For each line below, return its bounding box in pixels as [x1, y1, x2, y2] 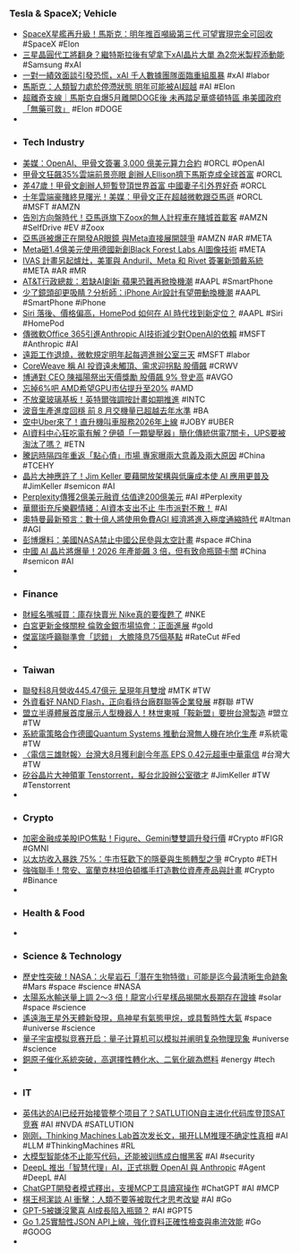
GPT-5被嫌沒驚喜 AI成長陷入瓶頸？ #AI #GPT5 [21, 1206, 193, 1216]
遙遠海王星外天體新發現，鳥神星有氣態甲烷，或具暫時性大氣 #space [21, 1013, 272, 1024]
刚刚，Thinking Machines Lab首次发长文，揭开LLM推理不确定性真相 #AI [21, 1130, 288, 1141]
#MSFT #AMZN [21, 201, 81, 212]
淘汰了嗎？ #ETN [21, 438, 85, 450]
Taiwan [21, 664, 56, 676]
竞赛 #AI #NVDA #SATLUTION [21, 1119, 134, 1130]
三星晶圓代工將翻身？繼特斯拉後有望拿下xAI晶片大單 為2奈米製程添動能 [21, 49, 285, 60]
